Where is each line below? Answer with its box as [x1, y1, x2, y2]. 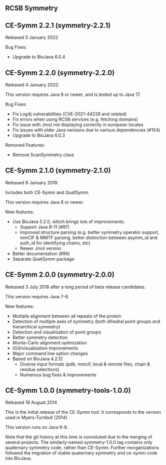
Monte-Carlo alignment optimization [12, 339, 87, 345]
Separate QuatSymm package [12, 256, 74, 262]
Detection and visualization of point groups [12, 329, 101, 335]
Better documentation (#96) [12, 251, 70, 257]
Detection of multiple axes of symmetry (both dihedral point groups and [12, 318, 160, 324]
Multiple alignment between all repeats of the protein [12, 313, 121, 319]
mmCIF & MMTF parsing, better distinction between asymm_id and [19, 235, 157, 241]
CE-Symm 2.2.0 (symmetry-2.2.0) [5, 68, 115, 77]
